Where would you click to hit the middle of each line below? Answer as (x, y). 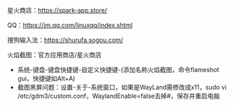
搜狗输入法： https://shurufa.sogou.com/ (65, 40)
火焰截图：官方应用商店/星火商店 (55, 55)
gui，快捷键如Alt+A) (46, 78)
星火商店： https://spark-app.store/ (57, 10)
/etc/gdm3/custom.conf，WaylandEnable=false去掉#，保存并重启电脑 (119, 96)
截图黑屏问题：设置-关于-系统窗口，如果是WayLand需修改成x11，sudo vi (122, 87)
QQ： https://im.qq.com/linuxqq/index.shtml (70, 25)
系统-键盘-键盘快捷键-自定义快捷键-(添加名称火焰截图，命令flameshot (118, 70)
